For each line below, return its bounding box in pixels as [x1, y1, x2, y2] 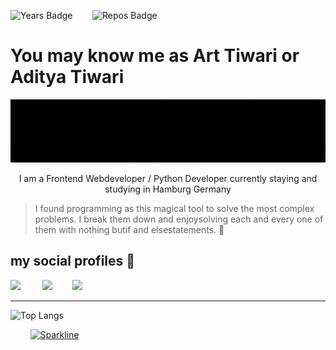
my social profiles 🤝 [10, 253, 136, 270]
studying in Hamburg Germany [104, 183, 232, 195]
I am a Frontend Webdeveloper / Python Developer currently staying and [18, 172, 318, 184]
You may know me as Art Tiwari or [10, 45, 300, 67]
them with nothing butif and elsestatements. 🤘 [34, 223, 225, 235]
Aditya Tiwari [10, 66, 125, 89]
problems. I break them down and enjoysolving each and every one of [34, 213, 324, 225]
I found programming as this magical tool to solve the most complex [34, 202, 315, 214]
